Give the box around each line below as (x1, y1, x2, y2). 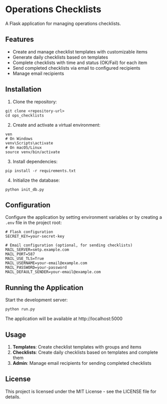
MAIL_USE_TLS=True (5, 256, 44, 262)
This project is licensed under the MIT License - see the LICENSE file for (5, 388, 156, 394)
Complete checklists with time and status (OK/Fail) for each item (12, 60, 147, 66)
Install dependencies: (12, 158, 58, 164)
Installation (5, 85, 42, 94)
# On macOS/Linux (5, 145, 42, 150)
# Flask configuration (5, 229, 53, 235)
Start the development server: (5, 297, 68, 303)
